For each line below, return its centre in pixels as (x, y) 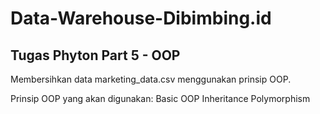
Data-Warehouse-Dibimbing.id (141, 18)
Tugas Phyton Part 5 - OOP (95, 55)
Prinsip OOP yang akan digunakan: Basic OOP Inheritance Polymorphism (160, 98)
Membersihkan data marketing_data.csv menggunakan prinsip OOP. (151, 79)
